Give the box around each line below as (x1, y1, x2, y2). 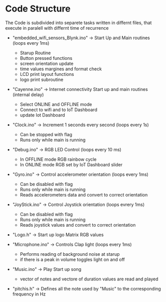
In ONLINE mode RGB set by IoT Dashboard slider (20, 161, 123, 167)
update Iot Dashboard (20, 112, 65, 118)
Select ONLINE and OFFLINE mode (20, 101, 92, 107)
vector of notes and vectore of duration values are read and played (20, 276, 159, 282)
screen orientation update (20, 60, 74, 66)
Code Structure (5, 3, 71, 15)
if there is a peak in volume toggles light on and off (20, 256, 125, 262)
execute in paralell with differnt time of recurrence (5, 25, 109, 31)
